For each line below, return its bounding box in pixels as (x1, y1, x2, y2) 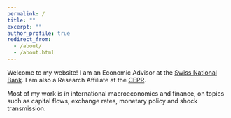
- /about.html (13, 50, 55, 57)
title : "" (7, 17, 36, 24)
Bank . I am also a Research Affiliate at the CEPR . (7, 75, 147, 84)
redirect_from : (7, 36, 52, 43)
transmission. (7, 104, 46, 112)
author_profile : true (7, 29, 71, 37)
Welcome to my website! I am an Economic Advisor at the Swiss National (7, 68, 217, 77)
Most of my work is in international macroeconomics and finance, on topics (7, 89, 225, 98)
